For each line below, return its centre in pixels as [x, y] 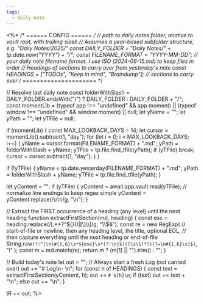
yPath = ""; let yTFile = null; [41, 118]
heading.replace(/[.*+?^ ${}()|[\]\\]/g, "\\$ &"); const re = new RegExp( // [96, 224]
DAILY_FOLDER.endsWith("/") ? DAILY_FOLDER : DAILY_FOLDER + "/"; [95, 99]
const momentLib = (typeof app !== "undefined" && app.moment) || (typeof [101, 105]
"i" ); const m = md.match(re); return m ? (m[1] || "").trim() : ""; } [86, 250]
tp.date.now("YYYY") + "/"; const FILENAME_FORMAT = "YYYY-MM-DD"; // [102, 54]
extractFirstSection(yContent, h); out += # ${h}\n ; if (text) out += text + [96, 275]
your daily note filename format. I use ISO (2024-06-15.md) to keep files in [100, 61]
